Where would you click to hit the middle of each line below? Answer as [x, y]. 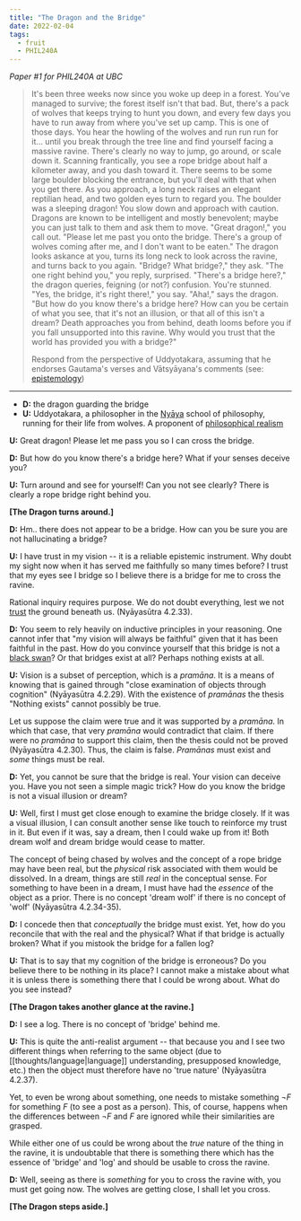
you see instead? [41, 989]
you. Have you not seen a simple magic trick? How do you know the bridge [147, 786]
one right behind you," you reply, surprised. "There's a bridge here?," [159, 276]
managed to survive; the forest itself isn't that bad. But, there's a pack [160, 103]
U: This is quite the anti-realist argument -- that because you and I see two [147, 1041]
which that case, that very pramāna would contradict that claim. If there [142, 731]
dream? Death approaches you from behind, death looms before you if [161, 323]
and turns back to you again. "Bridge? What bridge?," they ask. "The [157, 266]
